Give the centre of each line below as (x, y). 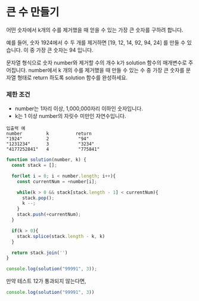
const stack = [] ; (35, 165)
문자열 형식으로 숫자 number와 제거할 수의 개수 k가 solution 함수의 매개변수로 (97, 63)
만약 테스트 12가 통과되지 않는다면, (46, 281)
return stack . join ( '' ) (40, 253)
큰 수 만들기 (33, 12)
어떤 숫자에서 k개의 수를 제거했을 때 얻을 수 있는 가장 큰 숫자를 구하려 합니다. (95, 30)
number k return (49, 134)
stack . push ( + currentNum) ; (49, 215)
